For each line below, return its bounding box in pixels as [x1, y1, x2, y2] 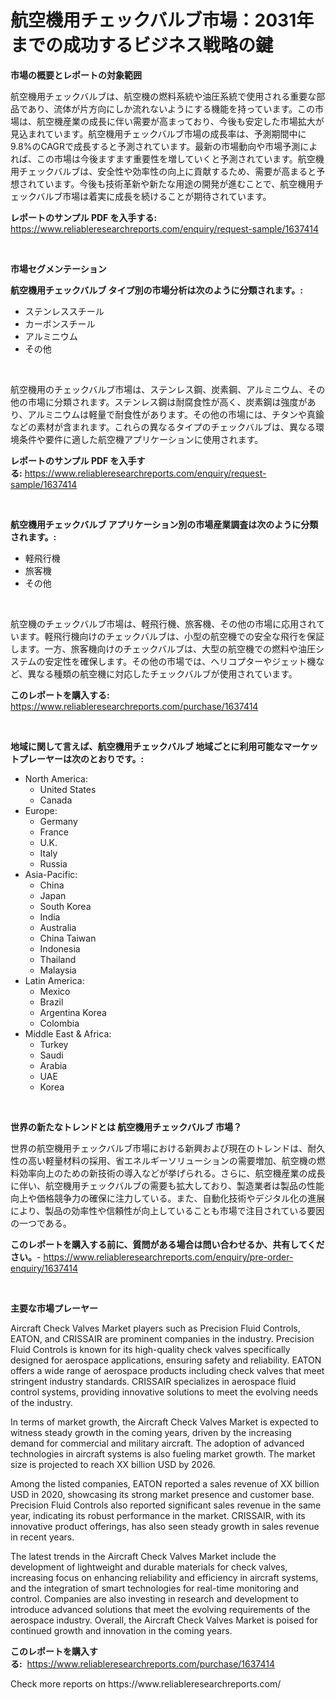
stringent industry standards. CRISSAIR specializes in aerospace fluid [10, 1375, 297, 1387]
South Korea [39, 900, 92, 912]
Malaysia [39, 964, 77, 976]
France [39, 826, 70, 838]
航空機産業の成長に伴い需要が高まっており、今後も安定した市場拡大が [36, 115, 325, 127]
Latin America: [24, 974, 85, 986]
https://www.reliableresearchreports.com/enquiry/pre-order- [43, 1251, 294, 1263]
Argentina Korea [39, 1006, 107, 1018]
